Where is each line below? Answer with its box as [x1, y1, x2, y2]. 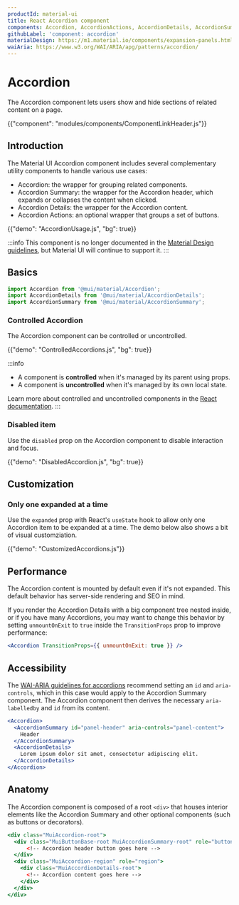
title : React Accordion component [7, 17, 110, 24]
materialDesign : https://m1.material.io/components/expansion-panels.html [7, 37, 234, 44]
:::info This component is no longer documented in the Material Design [7, 238, 214, 247]
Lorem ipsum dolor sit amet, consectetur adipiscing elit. [20, 750, 199, 758]
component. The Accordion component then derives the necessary [7, 696, 205, 705]
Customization [7, 479, 75, 491]
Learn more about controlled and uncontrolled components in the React [7, 394, 217, 403]
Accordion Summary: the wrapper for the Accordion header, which [17, 188, 213, 196]
